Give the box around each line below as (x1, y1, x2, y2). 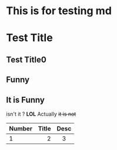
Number (9, 124, 32, 132)
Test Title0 (6, 54, 47, 64)
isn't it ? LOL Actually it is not (6, 110, 76, 118)
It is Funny (6, 94, 45, 105)
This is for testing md (6, 4, 112, 18)
